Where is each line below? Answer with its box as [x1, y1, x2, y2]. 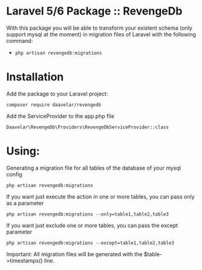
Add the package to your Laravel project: [6, 90, 108, 97]
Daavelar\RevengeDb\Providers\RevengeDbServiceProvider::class [6, 124, 169, 130]
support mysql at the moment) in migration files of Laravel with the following [6, 30, 197, 38]
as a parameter [6, 199, 44, 206]
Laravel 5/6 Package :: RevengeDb [6, 4, 183, 18]
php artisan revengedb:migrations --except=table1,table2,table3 [6, 240, 174, 246]
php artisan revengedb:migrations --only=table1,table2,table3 [6, 211, 169, 217]
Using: [6, 144, 41, 158]
